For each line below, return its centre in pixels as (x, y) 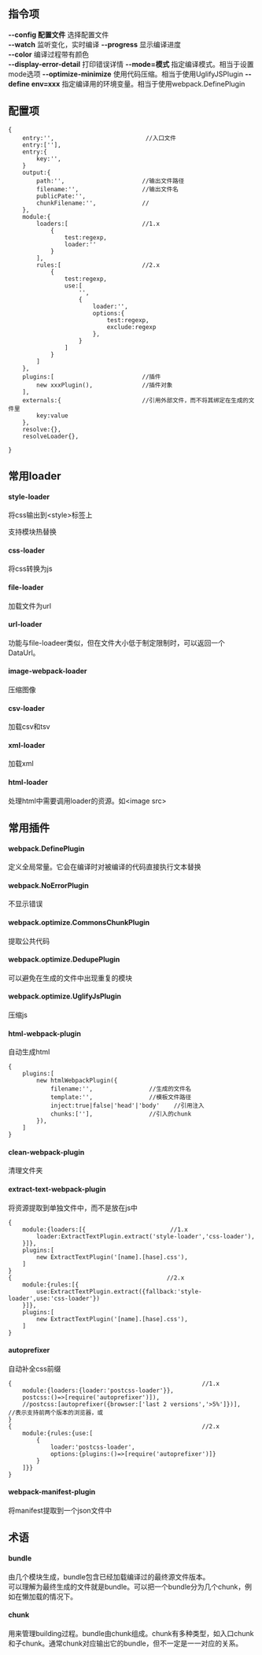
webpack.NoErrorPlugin (48, 885)
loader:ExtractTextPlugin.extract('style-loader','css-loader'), (146, 1236)
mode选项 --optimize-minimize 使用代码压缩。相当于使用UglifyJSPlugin (126, 74)
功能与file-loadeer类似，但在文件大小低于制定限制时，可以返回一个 (117, 642)
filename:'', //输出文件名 (107, 189)
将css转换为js (30, 568)
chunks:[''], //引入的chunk (121, 1114)
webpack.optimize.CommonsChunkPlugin (79, 923)
